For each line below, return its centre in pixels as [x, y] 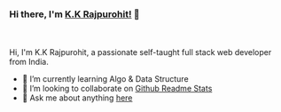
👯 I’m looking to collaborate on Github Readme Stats [117, 89]
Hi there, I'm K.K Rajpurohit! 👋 [74, 14]
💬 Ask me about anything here [77, 98]
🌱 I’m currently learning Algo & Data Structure [105, 79]
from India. [29, 62]
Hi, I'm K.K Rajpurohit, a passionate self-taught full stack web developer [140, 52]
